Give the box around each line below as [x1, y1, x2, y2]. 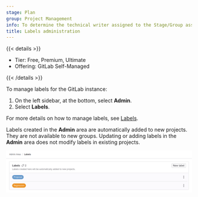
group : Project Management [6, 15, 72, 22]
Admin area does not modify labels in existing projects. [6, 139, 140, 146]
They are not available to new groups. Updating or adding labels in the [6, 133, 177, 140]
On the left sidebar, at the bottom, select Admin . [14, 97, 132, 104]
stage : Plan [6, 9, 35, 15]
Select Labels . [14, 103, 50, 110]
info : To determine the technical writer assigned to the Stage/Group [6, 22, 183, 28]
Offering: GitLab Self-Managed [14, 63, 90, 70]
